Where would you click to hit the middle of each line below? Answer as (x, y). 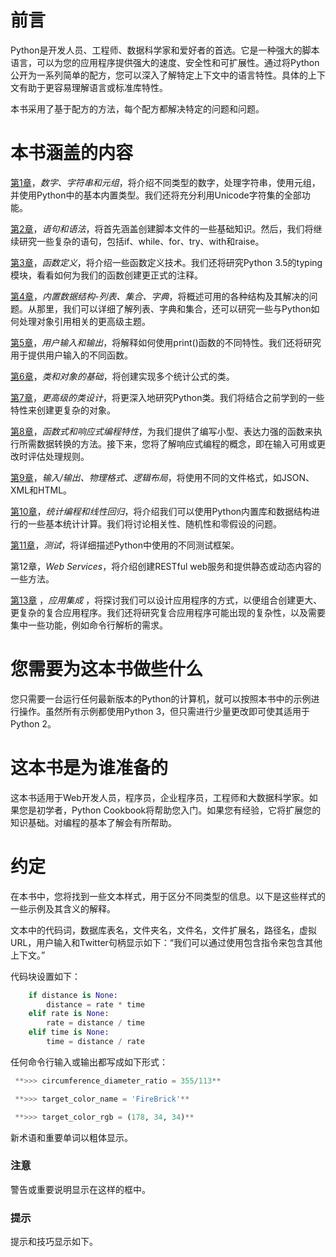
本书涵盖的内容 (72, 153)
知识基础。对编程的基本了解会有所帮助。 (93, 822)
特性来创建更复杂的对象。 (63, 410)
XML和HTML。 (41, 490)
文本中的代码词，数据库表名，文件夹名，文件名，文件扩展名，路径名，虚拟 (163, 930)
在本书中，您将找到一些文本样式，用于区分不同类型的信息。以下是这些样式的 (168, 896)
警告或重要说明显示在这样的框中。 (80, 1189)
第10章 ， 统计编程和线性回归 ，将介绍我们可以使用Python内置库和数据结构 (161, 511)
